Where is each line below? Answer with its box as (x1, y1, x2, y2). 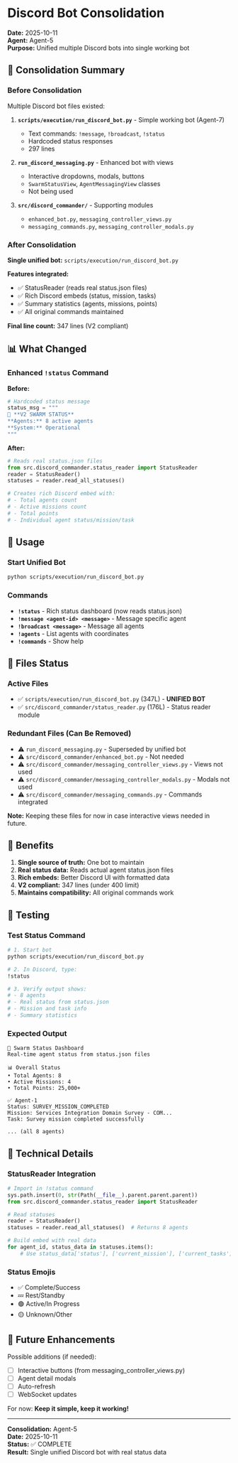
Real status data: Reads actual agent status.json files (17, 865, 174, 875)
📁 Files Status (7, 657, 69, 669)
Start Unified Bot (7, 558, 66, 568)
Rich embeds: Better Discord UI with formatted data (17, 873, 170, 882)
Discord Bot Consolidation (7, 5, 165, 21)
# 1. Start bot (7, 946, 52, 954)
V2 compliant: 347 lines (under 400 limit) (17, 881, 140, 890)
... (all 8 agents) (7, 1128, 65, 1135)
